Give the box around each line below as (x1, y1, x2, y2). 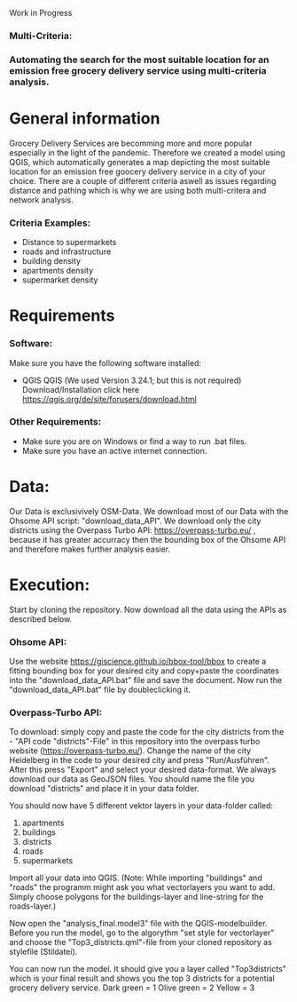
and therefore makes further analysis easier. (9, 544, 171, 554)
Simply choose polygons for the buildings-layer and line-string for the (9, 892, 264, 903)
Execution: (9, 575, 90, 594)
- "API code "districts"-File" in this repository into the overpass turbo (9, 736, 261, 747)
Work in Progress (9, 8, 73, 18)
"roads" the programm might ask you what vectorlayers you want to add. (9, 882, 276, 893)
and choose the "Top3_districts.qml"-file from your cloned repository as (9, 937, 272, 948)
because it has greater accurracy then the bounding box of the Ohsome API (9, 534, 286, 545)
